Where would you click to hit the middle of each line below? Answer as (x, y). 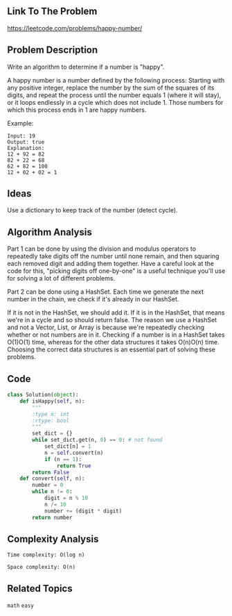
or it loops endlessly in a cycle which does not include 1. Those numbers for (115, 102)
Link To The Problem (52, 11)
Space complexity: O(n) (42, 567)
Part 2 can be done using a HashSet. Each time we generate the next (106, 292)
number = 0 (48, 485)
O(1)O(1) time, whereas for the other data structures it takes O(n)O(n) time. (113, 342)
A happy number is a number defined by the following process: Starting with (116, 80)
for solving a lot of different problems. (61, 278)
